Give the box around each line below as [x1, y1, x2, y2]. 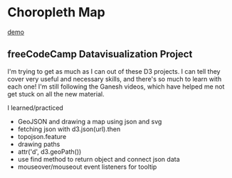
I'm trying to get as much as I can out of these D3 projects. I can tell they [7, 67, 221, 75]
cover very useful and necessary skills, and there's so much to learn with [7, 74, 222, 83]
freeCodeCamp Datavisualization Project [7, 48, 193, 60]
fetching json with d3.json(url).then [17, 125, 121, 133]
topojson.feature [17, 132, 67, 140]
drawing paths [17, 140, 60, 148]
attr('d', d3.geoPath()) [17, 147, 82, 156]
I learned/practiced [7, 104, 64, 112]
